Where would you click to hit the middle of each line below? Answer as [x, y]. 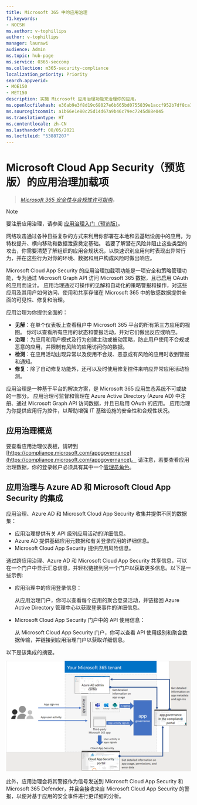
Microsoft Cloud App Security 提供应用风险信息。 [74, 548]
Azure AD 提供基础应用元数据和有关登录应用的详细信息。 [83, 540]
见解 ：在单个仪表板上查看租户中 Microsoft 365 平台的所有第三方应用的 [100, 325]
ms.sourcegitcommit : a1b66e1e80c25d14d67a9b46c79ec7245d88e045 [85, 111]
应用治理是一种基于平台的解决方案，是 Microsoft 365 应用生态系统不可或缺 [96, 389]
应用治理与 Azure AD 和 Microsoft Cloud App [89, 487]
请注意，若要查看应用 [163, 459]
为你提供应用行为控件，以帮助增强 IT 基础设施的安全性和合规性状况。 [89, 411]
